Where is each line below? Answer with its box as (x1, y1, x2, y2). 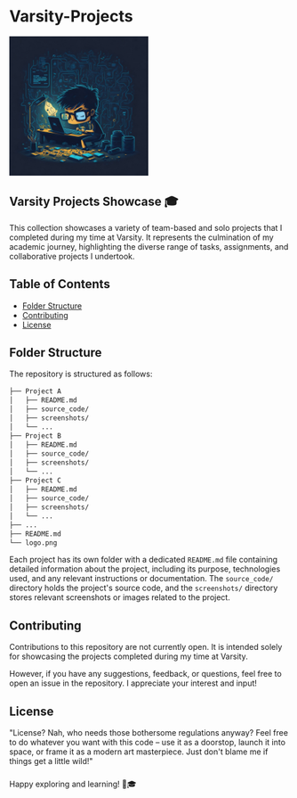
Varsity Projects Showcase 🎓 (9, 194, 179, 210)
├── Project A (9, 387, 62, 396)
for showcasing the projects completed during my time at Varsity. (9, 651, 249, 662)
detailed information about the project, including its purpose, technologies (9, 564, 281, 574)
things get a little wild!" (9, 756, 93, 766)
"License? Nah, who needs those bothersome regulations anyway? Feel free (9, 728, 289, 737)
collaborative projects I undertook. (9, 251, 135, 261)
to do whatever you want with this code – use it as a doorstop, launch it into (9, 737, 286, 747)
